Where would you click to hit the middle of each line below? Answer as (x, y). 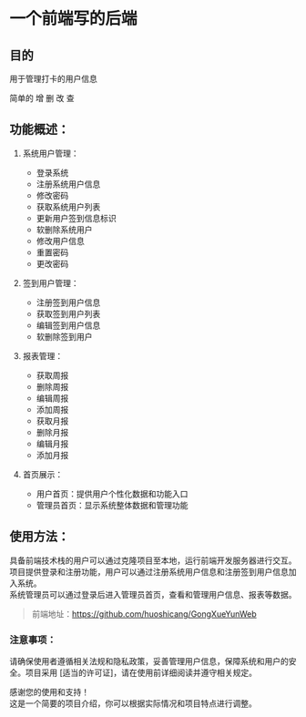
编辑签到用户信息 (68, 325)
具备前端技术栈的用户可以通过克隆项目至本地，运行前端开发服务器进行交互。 (153, 560)
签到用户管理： (51, 282)
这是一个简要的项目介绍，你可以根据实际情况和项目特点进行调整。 (133, 703)
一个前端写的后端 (74, 19)
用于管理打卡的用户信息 (53, 79)
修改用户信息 (60, 241)
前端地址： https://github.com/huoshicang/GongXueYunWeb (144, 614)
